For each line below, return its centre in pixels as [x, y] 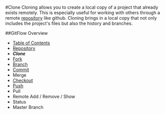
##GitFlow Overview [27, 33]
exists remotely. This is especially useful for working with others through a [83, 13]
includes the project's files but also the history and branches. [69, 23]
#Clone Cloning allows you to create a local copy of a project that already [82, 7]
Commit [21, 70]
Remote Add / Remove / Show [44, 96]
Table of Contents [31, 43]
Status [19, 102]
